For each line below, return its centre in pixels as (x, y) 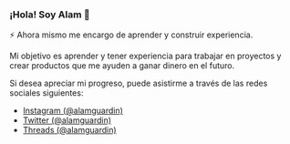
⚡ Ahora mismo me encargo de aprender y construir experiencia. (131, 35)
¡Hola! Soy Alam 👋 (50, 15)
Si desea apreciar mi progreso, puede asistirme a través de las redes (139, 83)
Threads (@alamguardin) (69, 130)
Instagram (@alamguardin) (72, 111)
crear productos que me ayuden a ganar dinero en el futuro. (122, 66)
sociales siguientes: (47, 93)
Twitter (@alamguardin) (67, 120)
